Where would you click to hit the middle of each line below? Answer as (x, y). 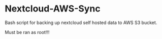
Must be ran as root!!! (27, 32)
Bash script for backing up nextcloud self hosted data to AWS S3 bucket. (81, 22)
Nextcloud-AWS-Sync (53, 9)
